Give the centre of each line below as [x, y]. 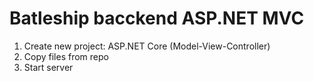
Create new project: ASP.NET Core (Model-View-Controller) [147, 46]
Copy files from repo [66, 56]
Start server [48, 67]
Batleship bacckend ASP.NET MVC [157, 18]
